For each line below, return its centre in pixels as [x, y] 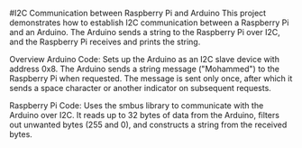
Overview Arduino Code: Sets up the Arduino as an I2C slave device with [144, 59]
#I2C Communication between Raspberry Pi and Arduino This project [138, 13]
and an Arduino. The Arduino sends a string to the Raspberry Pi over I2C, [145, 32]
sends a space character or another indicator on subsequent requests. [141, 88]
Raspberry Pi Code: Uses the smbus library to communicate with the [137, 106]
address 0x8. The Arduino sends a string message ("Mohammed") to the [144, 69]
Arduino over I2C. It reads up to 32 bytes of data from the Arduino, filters [144, 115]
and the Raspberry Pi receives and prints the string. [105, 42]
